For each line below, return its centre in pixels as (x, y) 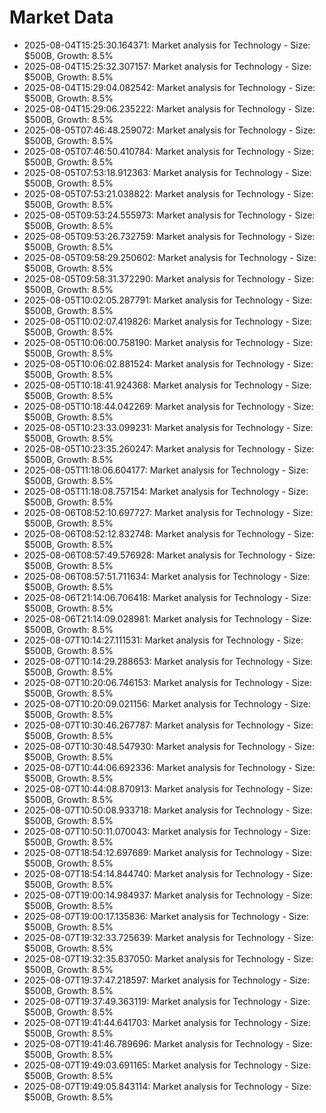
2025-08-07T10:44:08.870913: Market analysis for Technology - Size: (168, 788)
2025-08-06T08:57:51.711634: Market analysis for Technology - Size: (167, 576)
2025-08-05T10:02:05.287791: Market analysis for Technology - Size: (168, 300)
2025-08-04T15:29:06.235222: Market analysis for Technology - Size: (169, 108)
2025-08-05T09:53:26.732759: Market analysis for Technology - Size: (169, 236)
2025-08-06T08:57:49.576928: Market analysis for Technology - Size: (169, 555)
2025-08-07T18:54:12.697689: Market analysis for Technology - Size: (167, 852)
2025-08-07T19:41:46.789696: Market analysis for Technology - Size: (168, 1043)
